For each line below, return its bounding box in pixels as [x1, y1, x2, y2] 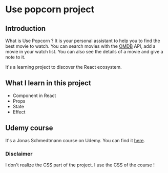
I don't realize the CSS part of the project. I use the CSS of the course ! [5, 162, 155, 168]
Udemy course [5, 124, 53, 132]
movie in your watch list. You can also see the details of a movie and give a [5, 49, 163, 54]
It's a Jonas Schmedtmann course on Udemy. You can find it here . [5, 137, 145, 143]
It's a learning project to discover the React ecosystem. [5, 64, 122, 70]
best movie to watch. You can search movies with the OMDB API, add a [5, 43, 156, 49]
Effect [12, 109, 26, 115]
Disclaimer [5, 150, 33, 157]
